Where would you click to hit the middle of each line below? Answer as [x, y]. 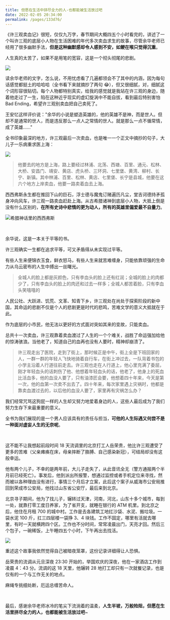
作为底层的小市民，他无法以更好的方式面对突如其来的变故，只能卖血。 [78, 324]
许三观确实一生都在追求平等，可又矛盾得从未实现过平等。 [65, 250]
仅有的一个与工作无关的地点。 [36, 574]
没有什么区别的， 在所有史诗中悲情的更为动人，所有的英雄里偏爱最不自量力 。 [85, 207]
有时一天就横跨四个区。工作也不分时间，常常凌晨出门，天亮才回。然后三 [89, 524]
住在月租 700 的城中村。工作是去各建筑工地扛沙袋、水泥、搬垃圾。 [88, 512]
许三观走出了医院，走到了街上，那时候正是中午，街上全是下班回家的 [89, 352]
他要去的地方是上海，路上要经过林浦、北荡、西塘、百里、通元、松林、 [91, 165]
